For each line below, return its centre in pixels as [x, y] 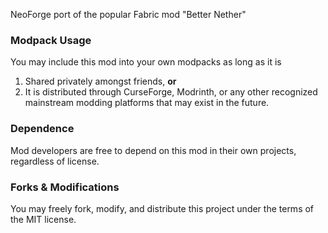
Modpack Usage [51, 40]
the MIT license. [43, 219]
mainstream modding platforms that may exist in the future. [147, 103]
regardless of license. [55, 161]
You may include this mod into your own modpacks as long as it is [146, 62]
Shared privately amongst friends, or [100, 81]
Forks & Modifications [65, 187]
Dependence [42, 129]
